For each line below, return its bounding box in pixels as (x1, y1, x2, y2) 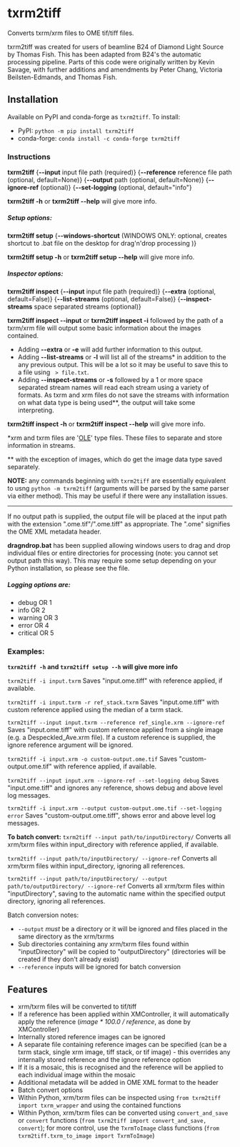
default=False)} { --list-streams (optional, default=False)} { (7, 294, 181, 303)
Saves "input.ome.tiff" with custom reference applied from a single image (7, 726, 224, 734)
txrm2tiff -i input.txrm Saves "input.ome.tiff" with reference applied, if (7, 676, 223, 685)
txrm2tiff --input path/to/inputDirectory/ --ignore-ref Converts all (7, 854, 217, 863)
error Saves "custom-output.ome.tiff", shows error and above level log (7, 811, 216, 820)
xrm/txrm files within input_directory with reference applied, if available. (7, 841, 219, 849)
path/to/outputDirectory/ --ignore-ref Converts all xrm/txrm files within (7, 882, 225, 891)
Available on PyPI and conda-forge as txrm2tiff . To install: (7, 112, 181, 121)
